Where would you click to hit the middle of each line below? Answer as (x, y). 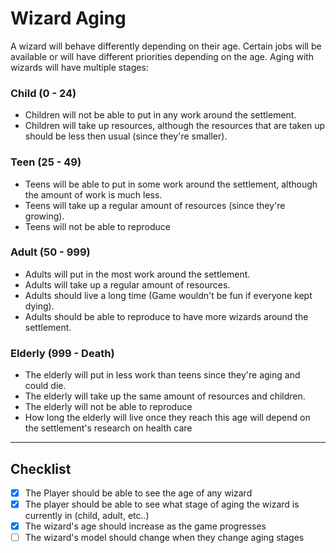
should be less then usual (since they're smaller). (126, 136)
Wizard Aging (68, 18)
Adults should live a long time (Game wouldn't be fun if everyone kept (168, 295)
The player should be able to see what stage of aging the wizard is (162, 504)
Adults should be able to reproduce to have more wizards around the (166, 316)
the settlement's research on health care (108, 428)
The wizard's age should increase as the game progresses (145, 526)
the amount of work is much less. (93, 194)
